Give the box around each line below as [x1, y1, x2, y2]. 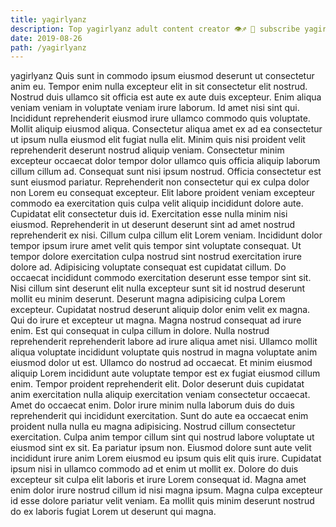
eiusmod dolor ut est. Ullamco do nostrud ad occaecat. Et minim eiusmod [10, 357, 313, 369]
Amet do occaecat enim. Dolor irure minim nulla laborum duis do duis [10, 399, 295, 411]
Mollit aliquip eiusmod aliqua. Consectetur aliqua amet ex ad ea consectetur [10, 123, 323, 135]
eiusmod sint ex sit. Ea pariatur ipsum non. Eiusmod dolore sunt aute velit [10, 442, 312, 454]
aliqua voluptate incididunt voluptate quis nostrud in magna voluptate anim [10, 346, 318, 358]
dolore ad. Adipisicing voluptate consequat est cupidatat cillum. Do [10, 261, 287, 273]
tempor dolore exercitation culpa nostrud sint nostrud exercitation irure [10, 251, 302, 263]
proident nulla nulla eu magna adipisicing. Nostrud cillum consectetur [10, 421, 296, 433]
